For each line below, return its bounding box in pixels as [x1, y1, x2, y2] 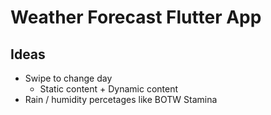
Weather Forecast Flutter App [10, 6, 262, 29]
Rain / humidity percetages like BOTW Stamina [24, 94, 218, 105]
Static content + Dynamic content [39, 83, 179, 95]
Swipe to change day [24, 72, 113, 84]
